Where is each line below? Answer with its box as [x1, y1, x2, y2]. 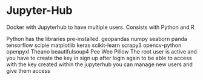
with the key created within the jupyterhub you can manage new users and [6, 61, 193, 68]
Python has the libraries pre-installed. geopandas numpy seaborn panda [6, 35, 188, 42]
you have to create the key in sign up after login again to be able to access [6, 54, 192, 61]
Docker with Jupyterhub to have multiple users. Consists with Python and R [6, 23, 195, 31]
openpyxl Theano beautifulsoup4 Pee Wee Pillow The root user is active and [6, 48, 197, 55]
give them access [6, 67, 50, 74]
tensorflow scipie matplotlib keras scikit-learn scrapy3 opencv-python [6, 42, 182, 49]
